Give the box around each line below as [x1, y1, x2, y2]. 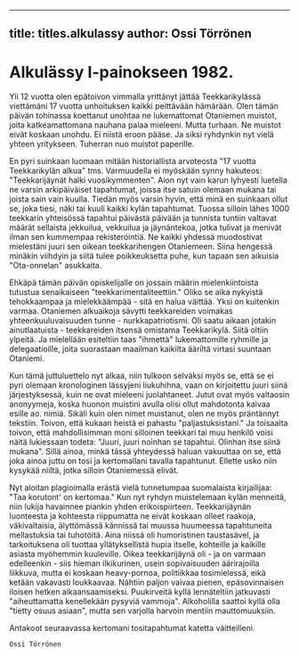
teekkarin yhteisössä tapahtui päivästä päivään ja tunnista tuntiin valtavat [9, 213, 278, 224]
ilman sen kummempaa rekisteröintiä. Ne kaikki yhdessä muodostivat [9, 232, 263, 242]
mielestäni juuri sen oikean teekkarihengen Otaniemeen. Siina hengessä [9, 242, 273, 252]
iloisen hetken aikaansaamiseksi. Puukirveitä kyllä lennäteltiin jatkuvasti [9, 586, 271, 597]
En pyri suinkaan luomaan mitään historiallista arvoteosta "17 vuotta [9, 156, 256, 167]
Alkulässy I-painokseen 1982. [9, 61, 234, 82]
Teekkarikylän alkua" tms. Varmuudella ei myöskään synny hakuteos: [9, 166, 263, 176]
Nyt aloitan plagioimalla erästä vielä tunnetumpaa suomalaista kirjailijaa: [9, 482, 272, 493]
